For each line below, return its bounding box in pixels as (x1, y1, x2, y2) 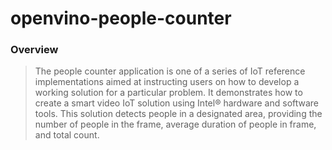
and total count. (34, 129, 100, 141)
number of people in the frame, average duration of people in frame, (34, 118, 317, 131)
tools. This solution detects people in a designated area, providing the (34, 108, 323, 120)
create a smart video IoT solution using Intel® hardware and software (34, 97, 320, 109)
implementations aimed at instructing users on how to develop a (34, 76, 300, 88)
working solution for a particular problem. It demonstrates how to (34, 87, 303, 99)
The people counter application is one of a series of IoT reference (34, 65, 306, 77)
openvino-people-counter (10, 7, 232, 30)
